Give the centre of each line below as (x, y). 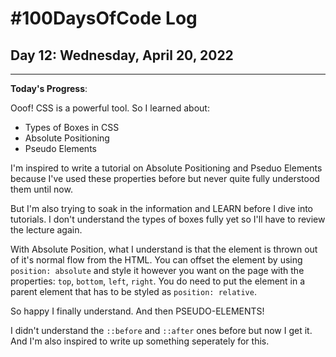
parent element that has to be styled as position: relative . (133, 291)
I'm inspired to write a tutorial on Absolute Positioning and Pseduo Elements (166, 168)
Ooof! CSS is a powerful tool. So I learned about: (110, 108)
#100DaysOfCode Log (104, 18)
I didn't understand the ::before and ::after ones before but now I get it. (161, 330)
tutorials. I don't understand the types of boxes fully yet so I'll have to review (168, 219)
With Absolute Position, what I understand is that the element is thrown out (164, 249)
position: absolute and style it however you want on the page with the (157, 270)
